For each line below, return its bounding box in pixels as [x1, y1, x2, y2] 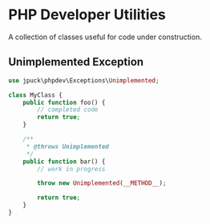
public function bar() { [22, 158, 106, 166]
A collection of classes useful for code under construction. [8, 32, 202, 42]
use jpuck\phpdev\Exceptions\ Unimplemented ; [8, 76, 160, 85]
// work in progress [37, 165, 106, 173]
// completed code [37, 106, 99, 114]
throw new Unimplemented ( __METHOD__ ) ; [37, 179, 167, 187]
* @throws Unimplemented [26, 142, 110, 150]
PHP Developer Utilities [8, 6, 167, 24]
